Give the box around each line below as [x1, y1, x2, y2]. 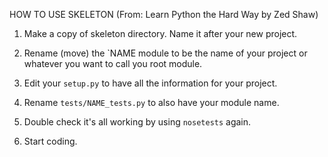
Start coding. [23, 135, 78, 147]
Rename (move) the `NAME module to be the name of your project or [23, 47, 308, 59]
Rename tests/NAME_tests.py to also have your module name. [23, 97, 280, 108]
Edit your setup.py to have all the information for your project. [23, 77, 278, 89]
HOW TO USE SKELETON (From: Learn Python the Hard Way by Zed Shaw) [9, 9, 319, 20]
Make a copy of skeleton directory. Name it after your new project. [23, 28, 298, 39]
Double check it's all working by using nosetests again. [23, 116, 252, 128]
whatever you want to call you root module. [23, 58, 203, 69]
